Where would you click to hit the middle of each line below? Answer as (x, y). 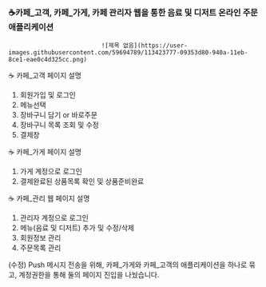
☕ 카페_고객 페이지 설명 (45, 76)
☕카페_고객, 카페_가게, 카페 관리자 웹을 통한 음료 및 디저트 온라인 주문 (133, 12)
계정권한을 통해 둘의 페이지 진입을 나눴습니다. (89, 275)
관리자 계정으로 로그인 (54, 218)
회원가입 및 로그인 (48, 95)
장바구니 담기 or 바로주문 (59, 115)
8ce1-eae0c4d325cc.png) (48, 60)
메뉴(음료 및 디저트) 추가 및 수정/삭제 (77, 228)
